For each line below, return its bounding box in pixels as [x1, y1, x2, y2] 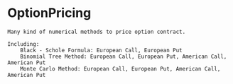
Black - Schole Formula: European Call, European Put [20, 47, 183, 54]
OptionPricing [7, 5, 92, 21]
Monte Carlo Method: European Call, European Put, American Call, [20, 65, 221, 72]
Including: [7, 40, 40, 47]
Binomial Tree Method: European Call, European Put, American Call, [20, 53, 227, 60]
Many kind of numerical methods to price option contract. [7, 28, 186, 35]
